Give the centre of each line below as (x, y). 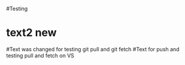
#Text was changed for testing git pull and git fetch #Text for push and (93, 49)
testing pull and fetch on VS (40, 55)
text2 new (31, 33)
